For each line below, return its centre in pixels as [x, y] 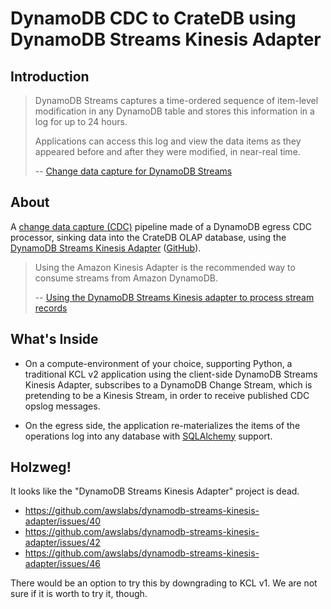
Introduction [50, 76]
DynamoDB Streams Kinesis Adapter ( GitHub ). [106, 248]
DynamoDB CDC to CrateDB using [153, 18]
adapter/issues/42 [62, 543]
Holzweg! [41, 467]
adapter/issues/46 [62, 564]
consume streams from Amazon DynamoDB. [126, 278]
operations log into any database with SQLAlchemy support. [148, 436]
